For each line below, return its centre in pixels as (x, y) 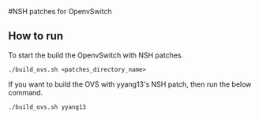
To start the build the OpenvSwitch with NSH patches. (96, 55)
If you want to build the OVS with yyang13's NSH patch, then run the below (130, 84)
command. (26, 92)
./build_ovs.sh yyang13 (47, 107)
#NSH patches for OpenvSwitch (60, 11)
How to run (36, 36)
